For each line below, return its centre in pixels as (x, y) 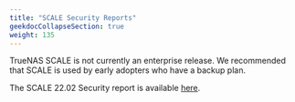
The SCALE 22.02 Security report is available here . (105, 88)
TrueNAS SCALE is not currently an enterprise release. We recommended (147, 61)
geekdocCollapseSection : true (67, 26)
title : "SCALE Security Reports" (73, 18)
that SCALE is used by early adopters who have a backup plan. (128, 70)
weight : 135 (32, 35)
